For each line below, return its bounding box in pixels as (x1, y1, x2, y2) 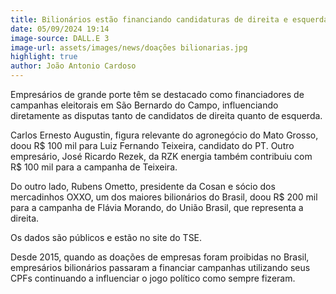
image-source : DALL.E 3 (10, 33, 110, 43)
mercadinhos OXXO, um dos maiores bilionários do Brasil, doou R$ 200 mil (10, 191, 318, 203)
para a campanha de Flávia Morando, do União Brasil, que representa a (10, 202, 304, 213)
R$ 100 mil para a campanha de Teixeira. (10, 161, 178, 173)
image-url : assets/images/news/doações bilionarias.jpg (10, 42, 248, 53)
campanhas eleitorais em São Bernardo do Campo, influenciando (10, 99, 279, 111)
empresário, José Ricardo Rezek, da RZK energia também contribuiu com (10, 151, 313, 162)
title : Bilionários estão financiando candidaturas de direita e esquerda (10, 14, 329, 25)
